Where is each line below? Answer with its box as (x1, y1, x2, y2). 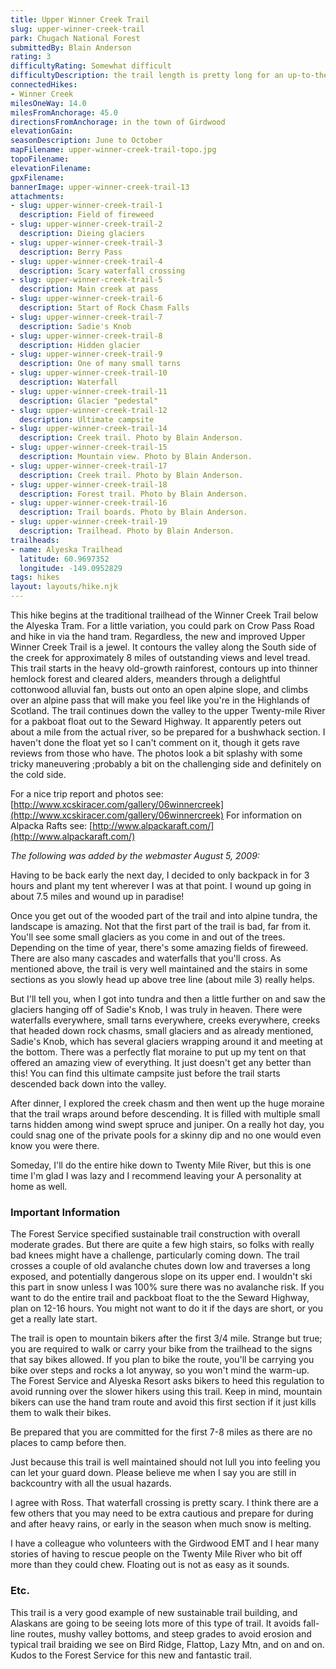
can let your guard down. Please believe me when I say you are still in (10, 1467, 297, 1479)
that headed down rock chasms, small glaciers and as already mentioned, (10, 1025, 314, 1036)
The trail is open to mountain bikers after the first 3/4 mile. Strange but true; (10, 1332, 323, 1345)
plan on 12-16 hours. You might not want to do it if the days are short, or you (10, 1302, 324, 1315)
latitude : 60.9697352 (19, 554, 110, 564)
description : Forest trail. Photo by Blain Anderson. (19, 489, 248, 499)
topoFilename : (10, 154, 70, 164)
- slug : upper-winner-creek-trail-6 (10, 294, 163, 304)
